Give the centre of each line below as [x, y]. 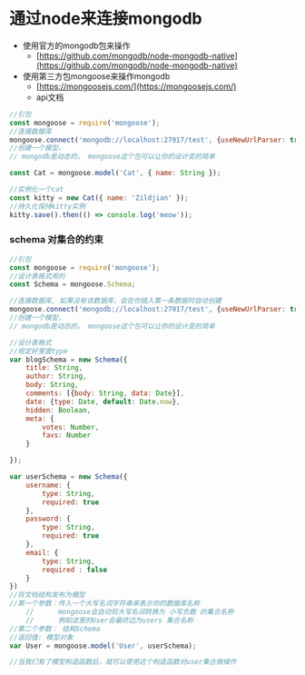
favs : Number [67, 436]
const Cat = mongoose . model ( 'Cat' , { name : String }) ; [115, 174]
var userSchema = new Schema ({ [69, 477]
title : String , [54, 368]
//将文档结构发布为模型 [48, 595]
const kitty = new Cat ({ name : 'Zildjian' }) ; [99, 198]
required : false [74, 570]
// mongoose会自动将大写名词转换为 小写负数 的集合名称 [130, 612]
